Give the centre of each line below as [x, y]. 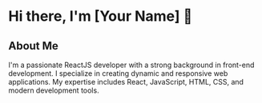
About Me [33, 46]
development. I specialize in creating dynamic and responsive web [118, 73]
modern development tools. [54, 90]
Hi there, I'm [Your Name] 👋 [101, 16]
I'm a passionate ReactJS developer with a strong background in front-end [131, 65]
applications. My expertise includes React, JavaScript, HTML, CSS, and [126, 82]
